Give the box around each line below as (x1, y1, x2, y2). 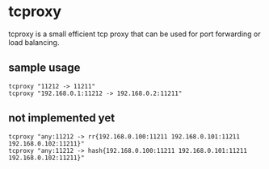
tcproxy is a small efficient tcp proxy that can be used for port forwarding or (8, 29, 261, 39)
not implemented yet (8, 111, 116, 125)
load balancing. (8, 37, 60, 47)
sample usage (8, 61, 81, 75)
